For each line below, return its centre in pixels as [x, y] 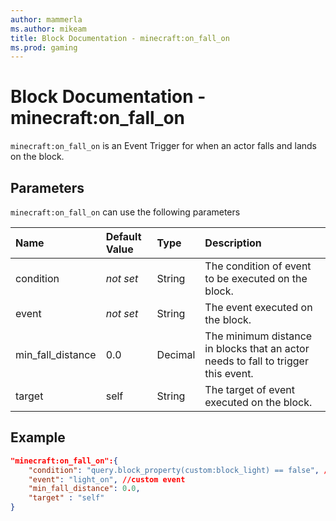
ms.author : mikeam [48, 29]
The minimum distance [258, 336]
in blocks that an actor [257, 348]
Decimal [176, 354]
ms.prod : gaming [44, 47]
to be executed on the [256, 278]
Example [38, 437]
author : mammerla [46, 19]
